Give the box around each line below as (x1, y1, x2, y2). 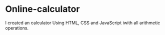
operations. (5, 25, 29, 31)
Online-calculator (5, 3, 80, 15)
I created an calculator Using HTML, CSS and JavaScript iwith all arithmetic (5, 20, 160, 26)
